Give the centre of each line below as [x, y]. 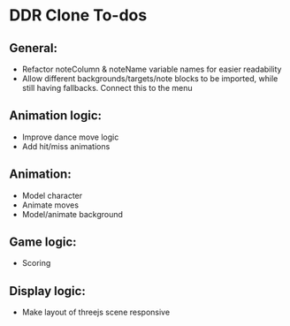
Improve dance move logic [70, 137]
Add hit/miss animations [66, 146]
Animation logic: [56, 116]
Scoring [36, 263]
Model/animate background [72, 214]
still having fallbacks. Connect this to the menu [107, 88]
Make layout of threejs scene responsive [96, 312]
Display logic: [47, 291]
